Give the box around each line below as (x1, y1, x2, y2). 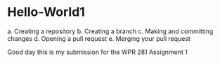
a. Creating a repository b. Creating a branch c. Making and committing (7, 27, 214, 35)
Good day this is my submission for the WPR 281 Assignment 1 (7, 48, 188, 56)
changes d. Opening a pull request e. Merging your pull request (7, 34, 191, 42)
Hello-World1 (7, 4, 86, 20)
